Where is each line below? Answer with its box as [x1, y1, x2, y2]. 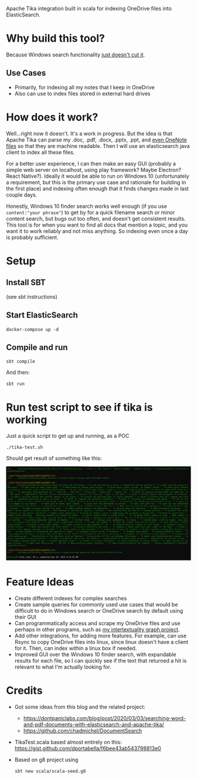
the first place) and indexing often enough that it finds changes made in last [6, 185, 189, 192]
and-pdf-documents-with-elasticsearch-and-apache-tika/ [23, 721, 164, 728]
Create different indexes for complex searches [14, 595, 127, 602]
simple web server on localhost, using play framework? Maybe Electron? [6, 166, 182, 173]
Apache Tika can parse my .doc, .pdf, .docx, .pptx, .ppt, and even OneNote [6, 136, 188, 143]
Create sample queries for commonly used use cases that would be [14, 601, 178, 608]
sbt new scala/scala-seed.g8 [14, 768, 86, 774]
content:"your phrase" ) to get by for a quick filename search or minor [6, 208, 175, 216]
